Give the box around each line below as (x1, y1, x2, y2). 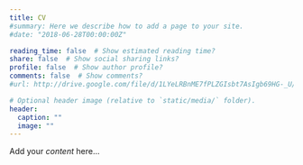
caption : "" (17, 113, 63, 122)
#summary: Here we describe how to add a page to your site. (9, 22, 244, 31)
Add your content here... (9, 146, 100, 157)
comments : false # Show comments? (9, 71, 143, 81)
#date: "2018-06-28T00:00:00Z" (9, 30, 127, 39)
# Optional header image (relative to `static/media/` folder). (9, 96, 256, 105)
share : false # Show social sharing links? (9, 55, 179, 64)
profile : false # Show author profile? (9, 63, 164, 72)
